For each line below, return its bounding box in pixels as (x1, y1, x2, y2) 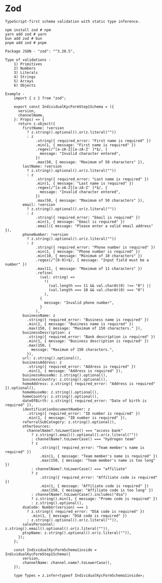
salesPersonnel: (22, 522, 55, 527)
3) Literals (14, 70, 38, 75)
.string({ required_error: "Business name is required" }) (26, 317, 149, 322)
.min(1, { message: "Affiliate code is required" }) (39, 483, 149, 489)
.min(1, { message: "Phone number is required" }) (36, 249, 140, 254)
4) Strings (14, 74, 36, 79)
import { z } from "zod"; (14, 95, 67, 100)
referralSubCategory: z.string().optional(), (22, 419, 117, 424)
